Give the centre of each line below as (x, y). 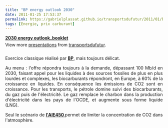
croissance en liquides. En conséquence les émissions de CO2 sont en (84, 84)
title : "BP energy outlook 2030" (40, 10)
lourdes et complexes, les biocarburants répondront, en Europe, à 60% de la (84, 78)
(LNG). (12, 105)
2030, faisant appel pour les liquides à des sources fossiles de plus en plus (84, 73)
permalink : (16, 19)
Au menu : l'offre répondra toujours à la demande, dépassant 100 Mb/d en (84, 68)
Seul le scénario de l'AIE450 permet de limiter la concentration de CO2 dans (84, 115)
